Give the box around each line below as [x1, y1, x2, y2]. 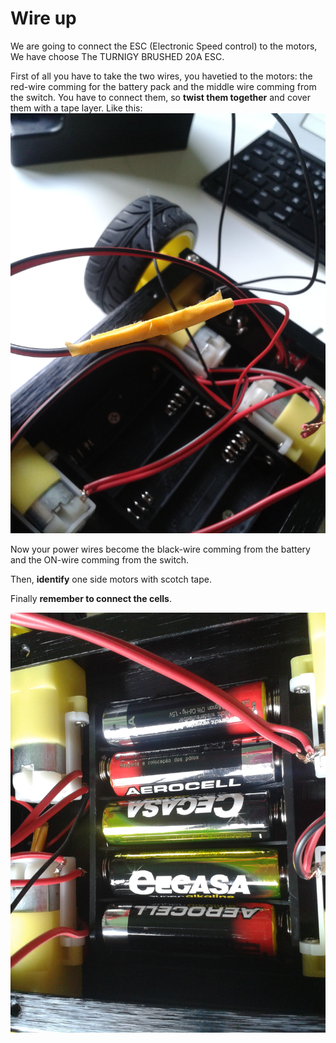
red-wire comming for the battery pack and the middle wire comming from [10, 80, 317, 92]
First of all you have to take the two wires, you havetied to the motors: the [10, 70, 313, 82]
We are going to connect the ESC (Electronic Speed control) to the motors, [10, 40, 318, 52]
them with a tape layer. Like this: [10, 102, 143, 114]
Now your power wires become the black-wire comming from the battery [10, 543, 311, 555]
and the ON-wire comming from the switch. [10, 553, 190, 566]
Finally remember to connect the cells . [10, 592, 172, 604]
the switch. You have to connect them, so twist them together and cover [10, 91, 312, 103]
